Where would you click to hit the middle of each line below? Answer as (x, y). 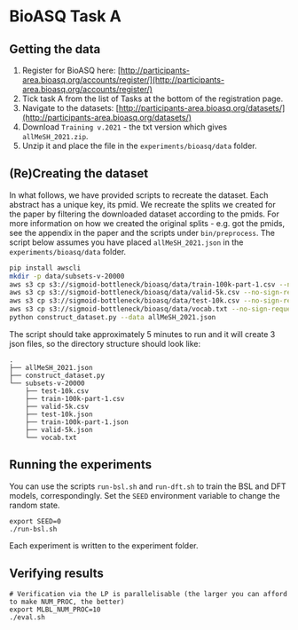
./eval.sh (27, 617)
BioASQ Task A (65, 16)
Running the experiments (81, 465)
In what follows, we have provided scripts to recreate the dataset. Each (139, 195)
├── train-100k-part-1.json (77, 422)
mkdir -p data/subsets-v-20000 (67, 276)
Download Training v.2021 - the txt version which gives (125, 127)
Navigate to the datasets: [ (71, 108)
